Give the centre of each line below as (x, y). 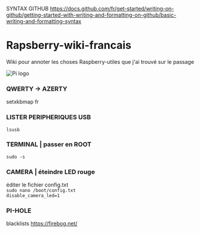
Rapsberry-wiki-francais (69, 46)
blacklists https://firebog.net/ (42, 223)
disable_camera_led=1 (33, 196)
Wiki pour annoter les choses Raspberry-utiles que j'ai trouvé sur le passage (100, 61)
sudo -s (16, 157)
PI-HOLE (19, 211)
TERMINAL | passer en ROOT (49, 144)
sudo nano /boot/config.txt (41, 191)
